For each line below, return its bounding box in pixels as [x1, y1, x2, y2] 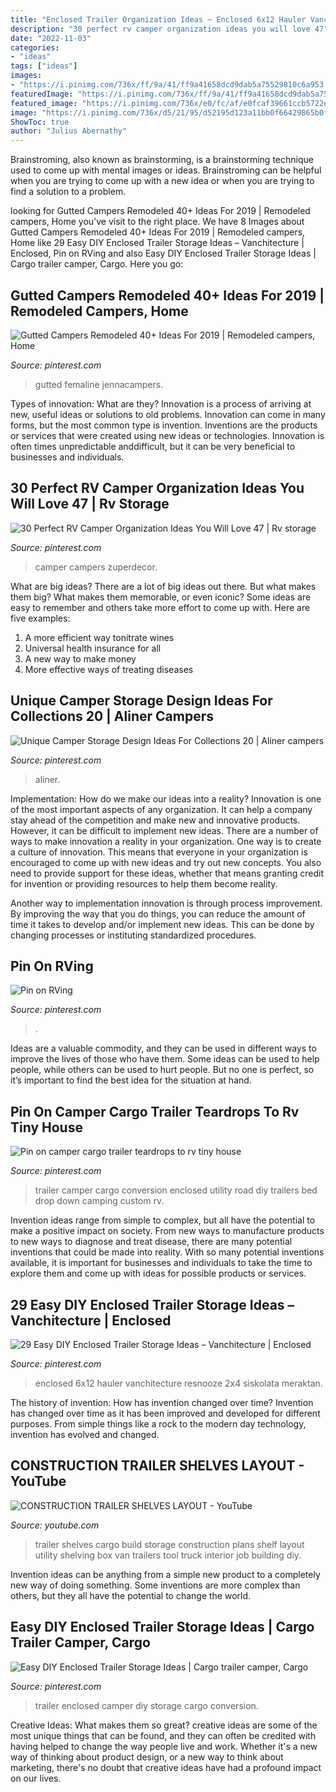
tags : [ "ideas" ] [10, 61, 78, 71]
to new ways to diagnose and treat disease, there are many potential [10, 1236, 293, 1248]
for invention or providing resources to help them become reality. [10, 877, 278, 890]
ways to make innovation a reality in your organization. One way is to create [10, 835, 322, 847]
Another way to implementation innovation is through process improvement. [10, 897, 323, 909]
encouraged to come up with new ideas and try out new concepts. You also [10, 856, 322, 868]
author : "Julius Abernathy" [10, 126, 128, 136]
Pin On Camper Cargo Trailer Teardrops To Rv [10, 1103, 300, 1120]
